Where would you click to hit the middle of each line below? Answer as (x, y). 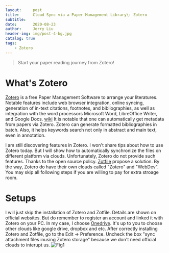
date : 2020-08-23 (31, 24)
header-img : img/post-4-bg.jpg (39, 34)
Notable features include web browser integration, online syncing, (75, 103)
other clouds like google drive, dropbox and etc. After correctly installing (82, 229)
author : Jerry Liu (29, 29)
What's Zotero (37, 83)
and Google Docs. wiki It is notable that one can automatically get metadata (85, 119)
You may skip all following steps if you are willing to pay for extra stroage (82, 172)
